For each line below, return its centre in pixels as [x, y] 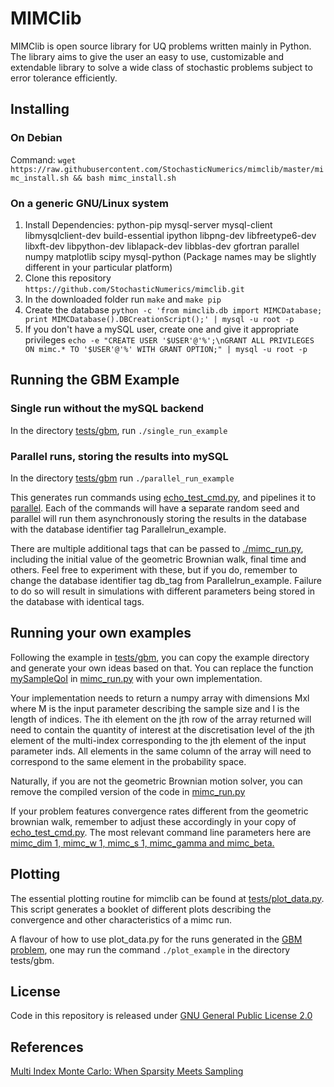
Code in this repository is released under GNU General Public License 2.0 [161, 1016]
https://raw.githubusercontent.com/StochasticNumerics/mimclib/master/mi [167, 169]
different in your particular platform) [98, 267]
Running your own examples [101, 633]
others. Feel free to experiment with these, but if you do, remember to [154, 569]
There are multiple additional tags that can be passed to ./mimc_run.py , [157, 548]
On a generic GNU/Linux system [89, 203]
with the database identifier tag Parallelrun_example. [118, 529]
